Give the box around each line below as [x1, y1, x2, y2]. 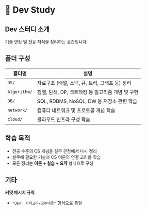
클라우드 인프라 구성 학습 [37, 116, 91, 123]
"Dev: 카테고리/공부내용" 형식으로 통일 [12, 200, 82, 206]
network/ [7, 107, 28, 113]
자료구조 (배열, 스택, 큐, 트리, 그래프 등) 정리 [37, 79, 131, 86]
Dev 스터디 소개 [5, 25, 50, 33]
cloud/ [7, 116, 23, 122]
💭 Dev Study [5, 4, 56, 16]
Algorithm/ [7, 89, 32, 95]
